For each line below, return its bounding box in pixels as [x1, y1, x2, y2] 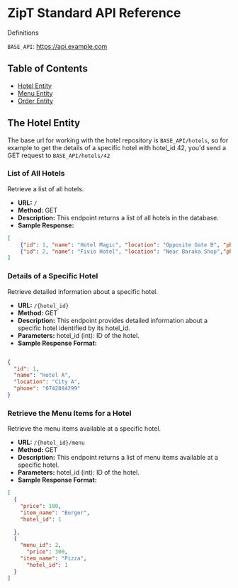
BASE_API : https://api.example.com [7, 42, 108, 50]
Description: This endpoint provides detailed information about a [17, 316, 208, 324]
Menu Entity [17, 89, 53, 97]
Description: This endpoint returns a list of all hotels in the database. [17, 213, 220, 222]
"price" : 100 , [20, 502, 62, 509]
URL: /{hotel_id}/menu [17, 438, 85, 447]
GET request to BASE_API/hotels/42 [7, 151, 110, 159]
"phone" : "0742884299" [13, 385, 81, 392]
